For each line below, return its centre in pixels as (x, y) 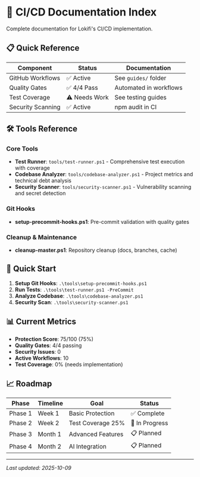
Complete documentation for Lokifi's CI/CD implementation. (79, 29)
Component (35, 68)
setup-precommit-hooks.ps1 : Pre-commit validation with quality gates (102, 222)
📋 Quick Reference (43, 48)
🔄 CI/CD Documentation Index (82, 12)
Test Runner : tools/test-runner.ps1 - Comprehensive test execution (100, 162)
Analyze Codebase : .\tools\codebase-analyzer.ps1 (79, 296)
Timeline (51, 403)
